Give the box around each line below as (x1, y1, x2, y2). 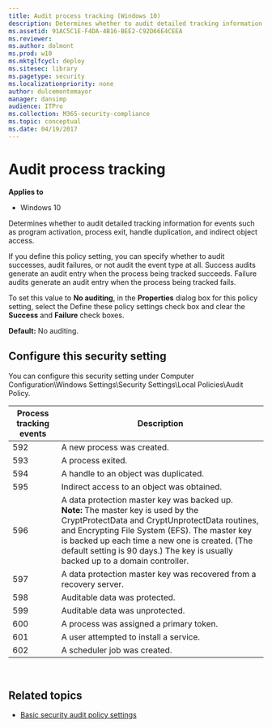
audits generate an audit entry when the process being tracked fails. (8, 277, 236, 286)
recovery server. (61, 578, 124, 589)
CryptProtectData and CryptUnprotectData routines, (61, 515, 259, 526)
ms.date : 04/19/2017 (8, 125, 79, 133)
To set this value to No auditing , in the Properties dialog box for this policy (8, 293, 258, 303)
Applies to (8, 187, 44, 196)
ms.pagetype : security (8, 72, 85, 80)
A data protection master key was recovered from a (61, 568, 257, 579)
